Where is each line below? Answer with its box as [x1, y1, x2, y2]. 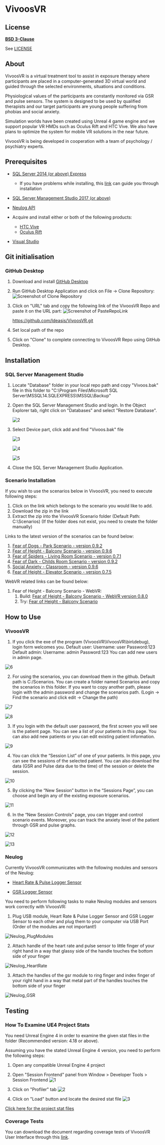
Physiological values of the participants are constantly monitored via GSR [5, 93, 154, 99]
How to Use [5, 613, 41, 621]
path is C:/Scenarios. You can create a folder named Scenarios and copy [12, 678, 160, 685]
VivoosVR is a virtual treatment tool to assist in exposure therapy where [5, 73, 150, 79]
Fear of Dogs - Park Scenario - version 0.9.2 [12, 543, 102, 549]
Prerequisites [5, 158, 47, 166]
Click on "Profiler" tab [12, 1086, 57, 1092]
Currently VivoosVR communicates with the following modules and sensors [5, 865, 158, 871]
